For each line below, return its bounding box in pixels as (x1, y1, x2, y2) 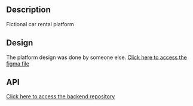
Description (6, 5, 51, 15)
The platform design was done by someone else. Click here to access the (6, 54, 187, 61)
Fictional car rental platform (6, 20, 74, 27)
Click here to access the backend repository (6, 93, 115, 100)
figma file (6, 60, 30, 67)
